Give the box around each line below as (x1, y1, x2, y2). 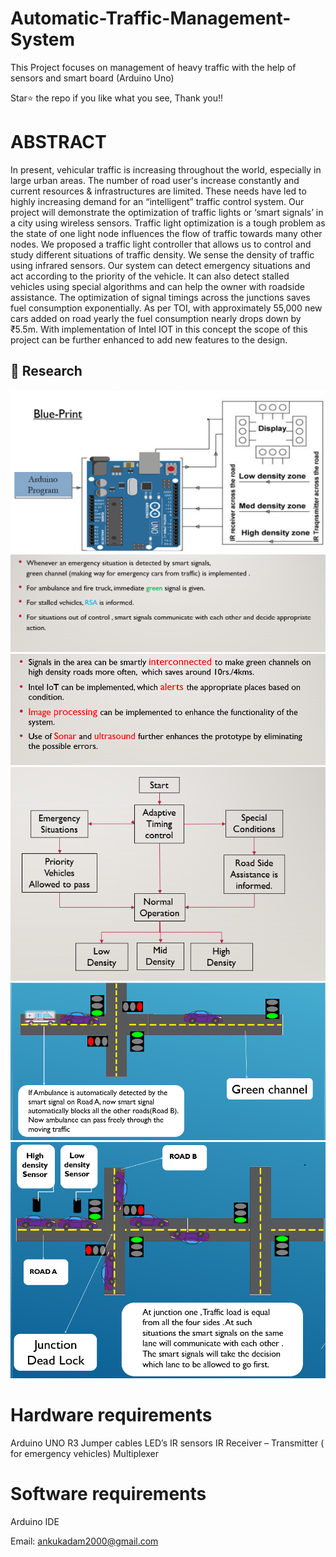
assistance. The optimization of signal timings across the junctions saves (10, 291, 311, 303)
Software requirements (10, 1483, 207, 1506)
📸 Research (10, 363, 83, 380)
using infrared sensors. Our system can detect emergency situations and (10, 259, 311, 271)
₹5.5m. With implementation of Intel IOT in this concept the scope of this (10, 323, 308, 335)
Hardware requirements (10, 1404, 213, 1427)
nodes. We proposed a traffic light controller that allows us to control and (10, 238, 312, 250)
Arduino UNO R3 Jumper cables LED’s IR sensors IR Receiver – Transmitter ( (10, 1437, 325, 1449)
